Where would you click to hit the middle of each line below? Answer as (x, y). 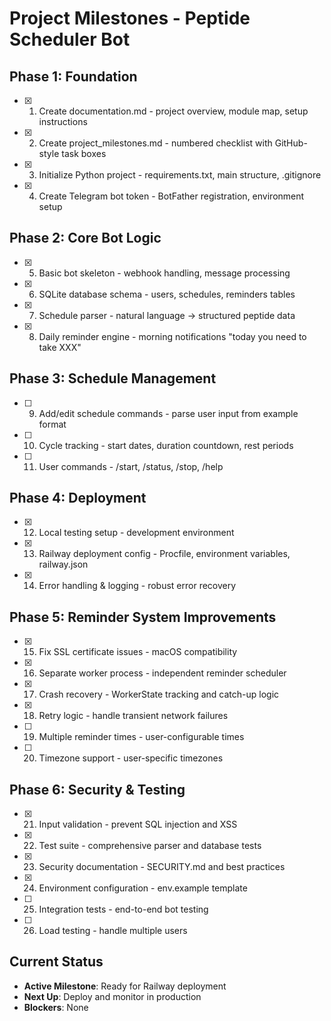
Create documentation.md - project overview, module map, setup (173, 111)
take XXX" (60, 347)
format (52, 424)
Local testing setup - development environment (136, 533)
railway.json (63, 564)
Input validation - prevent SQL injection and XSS (138, 824)
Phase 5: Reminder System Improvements (143, 617)
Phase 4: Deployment (78, 498)
